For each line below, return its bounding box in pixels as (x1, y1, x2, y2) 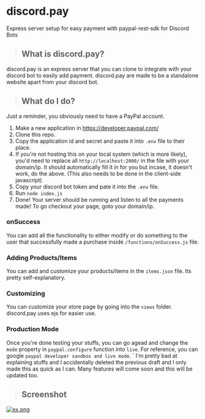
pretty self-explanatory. (6, 274, 66, 282)
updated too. (6, 371, 39, 379)
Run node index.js (15, 189, 63, 197)
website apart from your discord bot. (6, 78, 99, 85)
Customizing (6, 290, 45, 298)
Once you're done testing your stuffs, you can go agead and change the (6, 339, 188, 346)
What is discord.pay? (21, 49, 105, 60)
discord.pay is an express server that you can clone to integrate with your (6, 65, 192, 72)
